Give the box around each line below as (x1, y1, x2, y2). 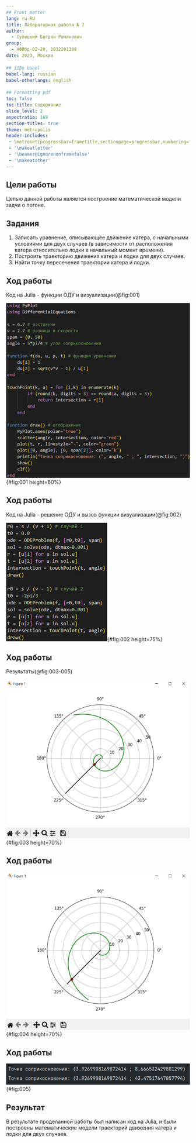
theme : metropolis (6, 126, 51, 133)
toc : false (6, 96, 33, 102)
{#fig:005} (6, 1086, 31, 1093)
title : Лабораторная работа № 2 (6, 22, 85, 27)
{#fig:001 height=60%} (6, 478, 62, 486)
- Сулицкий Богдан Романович (11, 34, 82, 40)
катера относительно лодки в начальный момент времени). (14, 246, 165, 254)
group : (6, 40, 22, 46)
